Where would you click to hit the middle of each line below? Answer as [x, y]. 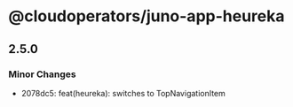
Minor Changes [42, 74]
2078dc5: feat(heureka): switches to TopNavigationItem [123, 93]
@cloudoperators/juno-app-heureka [146, 16]
